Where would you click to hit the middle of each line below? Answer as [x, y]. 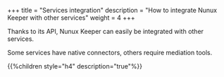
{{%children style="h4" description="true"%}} [75, 66]
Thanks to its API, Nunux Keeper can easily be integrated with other [106, 31]
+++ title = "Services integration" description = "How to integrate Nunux [112, 10]
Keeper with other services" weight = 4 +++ [71, 18]
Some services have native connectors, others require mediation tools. [110, 53]
